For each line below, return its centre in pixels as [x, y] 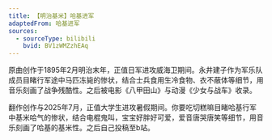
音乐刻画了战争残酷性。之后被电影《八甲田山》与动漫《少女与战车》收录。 [132, 91]
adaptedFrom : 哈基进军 [44, 23]
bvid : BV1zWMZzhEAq [56, 46]
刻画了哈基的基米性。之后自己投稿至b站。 [85, 128]
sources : [23, 31]
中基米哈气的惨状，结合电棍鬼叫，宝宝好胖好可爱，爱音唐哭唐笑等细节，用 [132, 117]
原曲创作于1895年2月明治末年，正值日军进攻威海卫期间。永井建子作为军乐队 [136, 70]
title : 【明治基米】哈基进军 [51, 16]
